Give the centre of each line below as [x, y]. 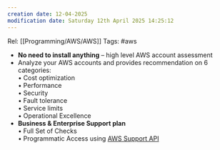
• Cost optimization [46, 77]
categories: [34, 70]
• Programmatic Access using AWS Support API [88, 138]
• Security [33, 93]
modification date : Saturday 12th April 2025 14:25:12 [91, 21]
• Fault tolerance [42, 100]
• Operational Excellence [54, 116]
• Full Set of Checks [47, 131]
